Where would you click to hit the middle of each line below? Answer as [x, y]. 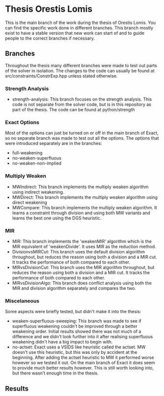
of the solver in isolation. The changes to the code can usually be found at [80, 71]
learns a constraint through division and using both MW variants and [81, 213]
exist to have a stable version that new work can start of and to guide [75, 33]
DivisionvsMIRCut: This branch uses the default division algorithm [79, 251]
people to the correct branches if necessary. [50, 38]
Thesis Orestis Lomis [49, 9]
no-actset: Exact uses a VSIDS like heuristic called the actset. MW [79, 347]
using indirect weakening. [38, 192]
